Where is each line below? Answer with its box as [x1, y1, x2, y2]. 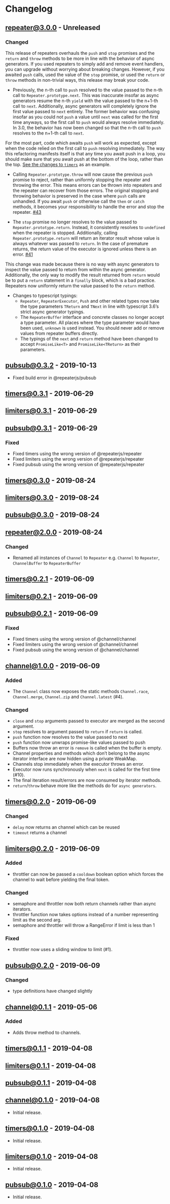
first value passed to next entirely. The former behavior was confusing [12, 108, 160, 114]
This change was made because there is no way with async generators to [5, 261, 160, 267]
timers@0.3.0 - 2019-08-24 [5, 476, 96, 485]
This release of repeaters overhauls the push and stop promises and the [5, 50, 155, 56]
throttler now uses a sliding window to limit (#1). [12, 947, 113, 953]
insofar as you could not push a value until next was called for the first [12, 114, 158, 120]
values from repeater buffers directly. [20, 330, 98, 336]
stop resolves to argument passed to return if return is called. [12, 729, 143, 735]
